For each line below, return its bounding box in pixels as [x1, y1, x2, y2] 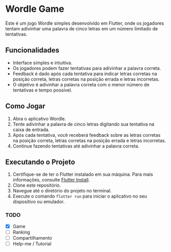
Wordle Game [5, 3, 65, 15]
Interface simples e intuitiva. [12, 60, 73, 66]
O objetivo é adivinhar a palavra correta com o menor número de [12, 81, 149, 87]
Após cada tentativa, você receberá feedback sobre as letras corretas [12, 132, 161, 138]
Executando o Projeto [5, 157, 75, 166]
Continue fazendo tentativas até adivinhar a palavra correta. [12, 142, 140, 149]
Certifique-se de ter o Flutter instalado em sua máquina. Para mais [12, 171, 154, 177]
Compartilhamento [12, 235, 52, 241]
